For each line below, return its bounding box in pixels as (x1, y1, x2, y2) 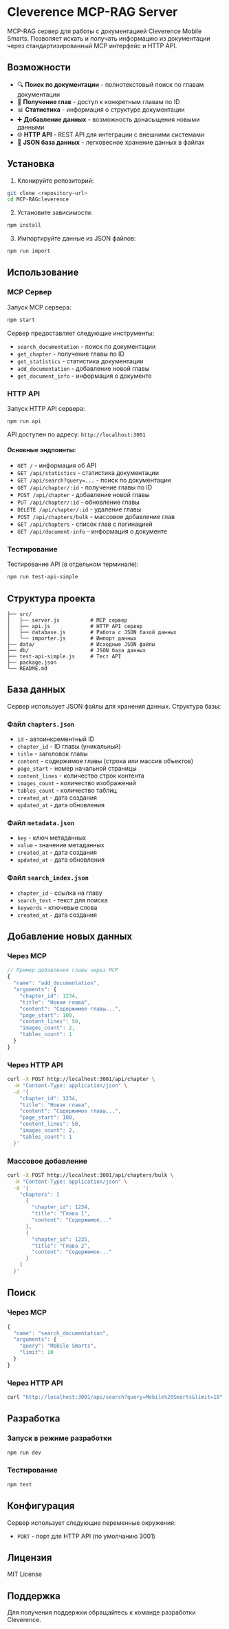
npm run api (7, 418, 41, 425)
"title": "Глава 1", (32, 1211, 91, 1217)
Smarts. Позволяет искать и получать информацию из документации (7, 34, 211, 42)
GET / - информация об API (17, 461, 96, 469)
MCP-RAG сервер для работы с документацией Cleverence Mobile (7, 27, 202, 35)
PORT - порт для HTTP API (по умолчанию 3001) (17, 1532, 156, 1540)
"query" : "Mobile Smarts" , (19, 1342, 97, 1350)
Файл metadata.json (7, 818, 74, 828)
